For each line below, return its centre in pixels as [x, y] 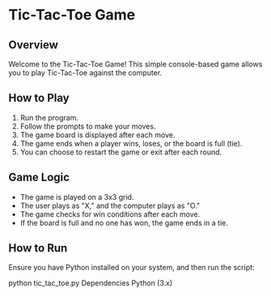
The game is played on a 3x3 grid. [77, 197]
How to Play [39, 98]
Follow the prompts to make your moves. [88, 126]
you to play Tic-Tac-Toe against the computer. [85, 73]
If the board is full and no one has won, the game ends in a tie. [124, 222]
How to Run [38, 248]
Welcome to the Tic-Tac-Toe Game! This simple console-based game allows [135, 64]
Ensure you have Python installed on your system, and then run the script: [131, 268]
